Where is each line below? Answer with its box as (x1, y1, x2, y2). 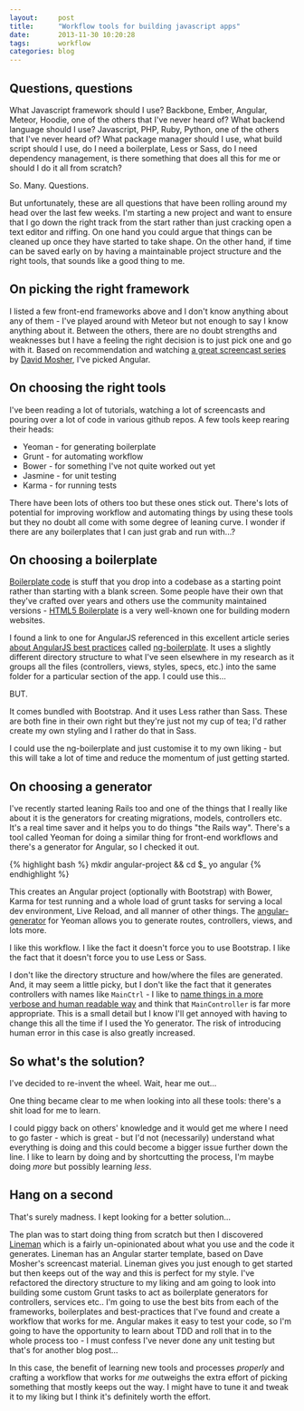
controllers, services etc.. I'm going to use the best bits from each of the (9, 1296, 279, 1307)
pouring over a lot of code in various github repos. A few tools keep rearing (9, 414, 290, 424)
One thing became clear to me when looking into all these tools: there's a (9, 1095, 282, 1106)
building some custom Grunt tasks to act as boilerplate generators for (9, 1287, 269, 1298)
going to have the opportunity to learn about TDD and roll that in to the (9, 1325, 272, 1336)
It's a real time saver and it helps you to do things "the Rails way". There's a (9, 822, 290, 833)
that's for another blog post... (9, 1344, 119, 1356)
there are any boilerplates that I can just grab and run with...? (9, 526, 236, 537)
